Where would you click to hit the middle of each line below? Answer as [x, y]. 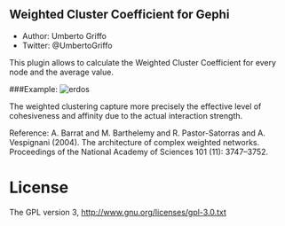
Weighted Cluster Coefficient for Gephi [119, 15]
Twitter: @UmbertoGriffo [67, 45]
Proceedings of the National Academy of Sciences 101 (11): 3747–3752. [139, 152]
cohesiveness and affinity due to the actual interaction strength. [126, 115]
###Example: [33, 89]
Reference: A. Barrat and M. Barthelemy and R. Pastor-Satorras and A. [138, 133]
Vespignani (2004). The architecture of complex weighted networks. [135, 142]
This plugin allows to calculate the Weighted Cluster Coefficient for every [143, 62]
